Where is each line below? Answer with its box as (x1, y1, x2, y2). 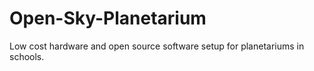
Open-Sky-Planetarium (9, 7, 207, 30)
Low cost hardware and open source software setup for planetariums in (9, 40, 305, 52)
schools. (9, 50, 45, 62)
